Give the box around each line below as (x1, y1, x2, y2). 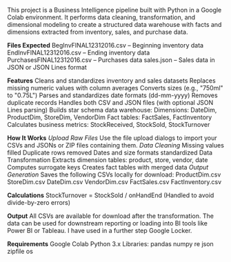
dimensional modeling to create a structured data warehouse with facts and (7, 21, 222, 28)
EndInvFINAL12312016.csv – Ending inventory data (7, 48, 150, 57)
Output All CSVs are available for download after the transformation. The (7, 212, 214, 220)
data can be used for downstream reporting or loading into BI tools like (7, 219, 208, 227)
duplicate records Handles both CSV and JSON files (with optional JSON (7, 99, 214, 106)
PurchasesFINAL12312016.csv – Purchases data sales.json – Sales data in (7, 56, 215, 64)
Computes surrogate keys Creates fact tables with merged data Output (7, 163, 209, 171)
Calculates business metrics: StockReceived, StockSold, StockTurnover (7, 121, 210, 128)
